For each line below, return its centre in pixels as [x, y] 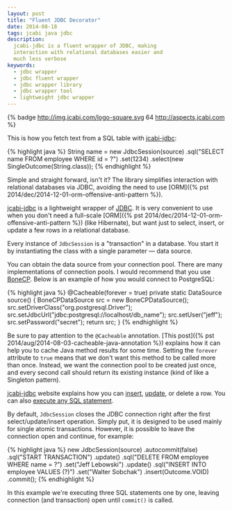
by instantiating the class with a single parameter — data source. [100, 251]
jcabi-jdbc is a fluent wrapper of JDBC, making [85, 46]
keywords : [22, 65]
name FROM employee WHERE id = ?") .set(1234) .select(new [96, 159]
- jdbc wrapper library [48, 85]
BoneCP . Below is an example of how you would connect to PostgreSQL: [111, 279]
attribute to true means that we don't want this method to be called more [111, 358]
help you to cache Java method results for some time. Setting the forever [112, 350]
